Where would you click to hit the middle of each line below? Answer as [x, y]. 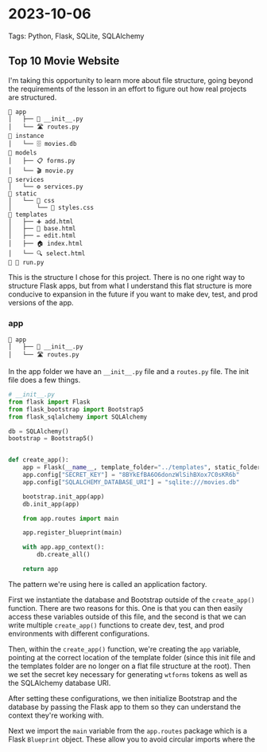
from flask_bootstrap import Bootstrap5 [76, 409]
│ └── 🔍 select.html [47, 253]
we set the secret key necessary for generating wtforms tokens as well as [128, 674]
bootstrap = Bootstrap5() [51, 439]
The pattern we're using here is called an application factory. [108, 584]
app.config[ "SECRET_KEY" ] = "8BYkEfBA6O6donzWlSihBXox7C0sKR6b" [131, 475]
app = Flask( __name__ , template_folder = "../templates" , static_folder [142, 467]
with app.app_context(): [64, 547]
